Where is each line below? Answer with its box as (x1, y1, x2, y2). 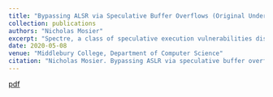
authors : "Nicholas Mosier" (8, 27, 104, 35)
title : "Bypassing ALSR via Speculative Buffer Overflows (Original (8, 11, 245, 20)
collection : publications (8, 19, 96, 27)
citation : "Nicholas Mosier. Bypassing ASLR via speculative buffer (8, 57, 245, 65)
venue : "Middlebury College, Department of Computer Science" (8, 49, 223, 57)
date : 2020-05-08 (8, 42, 67, 50)
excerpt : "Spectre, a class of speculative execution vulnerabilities (8, 34, 253, 43)
